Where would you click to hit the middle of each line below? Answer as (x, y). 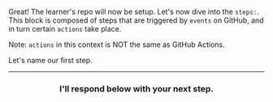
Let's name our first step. (50, 60)
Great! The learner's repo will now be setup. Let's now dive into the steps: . (134, 12)
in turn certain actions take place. (65, 29)
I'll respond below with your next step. (136, 88)
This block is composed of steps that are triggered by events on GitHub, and (136, 20)
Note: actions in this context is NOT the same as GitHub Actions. (117, 45)
